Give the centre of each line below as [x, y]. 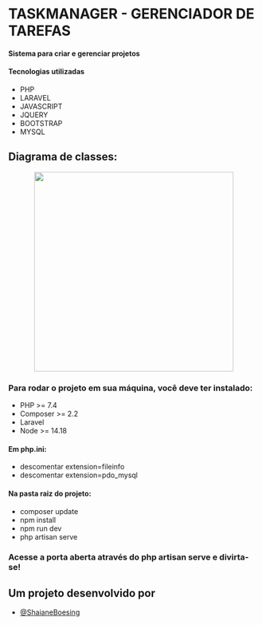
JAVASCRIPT [41, 106]
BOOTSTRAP [41, 123]
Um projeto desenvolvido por [82, 593]
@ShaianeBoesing [50, 612]
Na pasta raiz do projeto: [50, 493]
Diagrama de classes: [63, 157]
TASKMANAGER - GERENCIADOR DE [131, 14]
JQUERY [34, 115]
